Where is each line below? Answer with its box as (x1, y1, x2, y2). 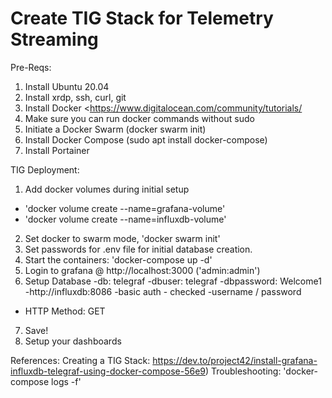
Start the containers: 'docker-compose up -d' (24, 253, 213, 266)
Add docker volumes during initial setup (24, 183, 190, 195)
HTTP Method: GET (24, 305, 106, 317)
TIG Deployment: (10, 163, 80, 176)
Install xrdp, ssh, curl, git (24, 91, 127, 103)
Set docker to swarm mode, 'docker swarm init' (24, 232, 221, 244)
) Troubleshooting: (204, 365, 282, 377)
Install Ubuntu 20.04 (24, 80, 110, 92)
